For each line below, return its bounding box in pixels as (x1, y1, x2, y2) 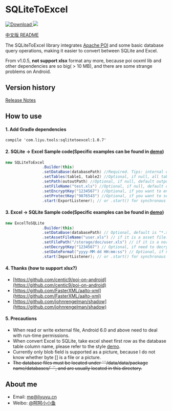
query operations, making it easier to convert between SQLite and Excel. (5, 47, 158, 53)
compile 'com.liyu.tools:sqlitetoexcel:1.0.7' (5, 138, 106, 143)
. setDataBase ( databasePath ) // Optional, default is (41, 230, 157, 235)
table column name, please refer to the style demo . (12, 343, 121, 350)
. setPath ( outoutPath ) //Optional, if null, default (41, 179, 155, 184)
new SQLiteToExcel (5, 160, 45, 165)
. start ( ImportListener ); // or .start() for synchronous (41, 254, 166, 259)
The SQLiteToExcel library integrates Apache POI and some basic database (5, 42, 164, 48)
